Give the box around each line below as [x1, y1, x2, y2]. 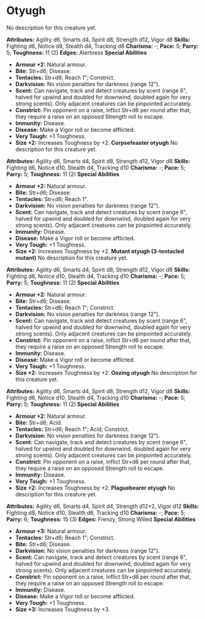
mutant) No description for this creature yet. [15, 254, 128, 261]
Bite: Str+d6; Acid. [15, 418, 63, 426]
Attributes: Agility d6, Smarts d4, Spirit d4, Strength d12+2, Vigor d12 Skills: [6, 502, 199, 510]
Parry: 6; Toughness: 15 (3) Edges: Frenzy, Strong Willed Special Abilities [6, 515, 196, 523]
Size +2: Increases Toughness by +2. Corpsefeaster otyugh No [15, 139, 178, 146]
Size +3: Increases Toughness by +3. [15, 606, 110, 613]
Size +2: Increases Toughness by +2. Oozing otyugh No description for [15, 369, 198, 376]
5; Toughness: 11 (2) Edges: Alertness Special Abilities [6, 48, 147, 56]
